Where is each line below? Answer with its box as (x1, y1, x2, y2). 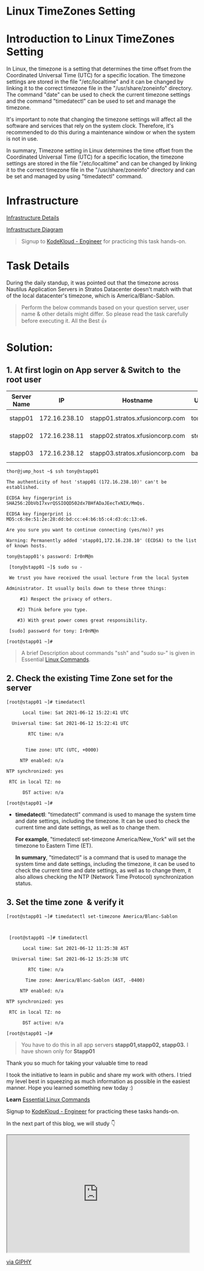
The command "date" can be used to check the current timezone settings (6, 91, 191, 99)
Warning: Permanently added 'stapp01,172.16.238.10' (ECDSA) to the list (6, 538, 197, 544)
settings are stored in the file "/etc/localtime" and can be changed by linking (6, 160, 197, 167)
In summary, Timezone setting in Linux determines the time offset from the (6, 147, 193, 154)
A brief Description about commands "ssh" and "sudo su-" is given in (21, 649, 195, 656)
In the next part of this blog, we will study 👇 (6, 1120, 115, 1127)
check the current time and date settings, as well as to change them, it (15, 867, 191, 874)
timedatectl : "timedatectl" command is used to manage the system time (15, 811, 196, 818)
